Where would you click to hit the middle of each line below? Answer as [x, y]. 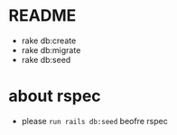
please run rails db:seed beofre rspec [94, 121]
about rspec [55, 96]
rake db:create [49, 40]
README [42, 16]
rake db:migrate [51, 49]
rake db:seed [46, 59]
